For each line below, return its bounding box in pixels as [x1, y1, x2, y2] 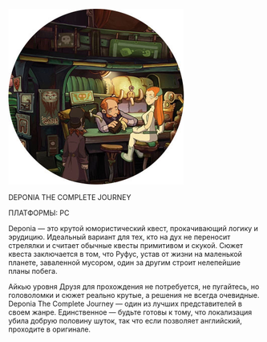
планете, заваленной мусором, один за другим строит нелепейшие [8, 258, 241, 267]
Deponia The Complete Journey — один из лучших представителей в [8, 299, 243, 308]
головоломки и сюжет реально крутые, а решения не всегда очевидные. [8, 291, 260, 299]
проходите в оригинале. [8, 324, 91, 334]
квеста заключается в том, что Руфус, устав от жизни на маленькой [8, 250, 243, 259]
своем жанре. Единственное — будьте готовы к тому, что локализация [8, 307, 253, 317]
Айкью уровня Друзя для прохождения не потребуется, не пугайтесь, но [8, 282, 260, 291]
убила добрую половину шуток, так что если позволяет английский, [8, 316, 243, 325]
